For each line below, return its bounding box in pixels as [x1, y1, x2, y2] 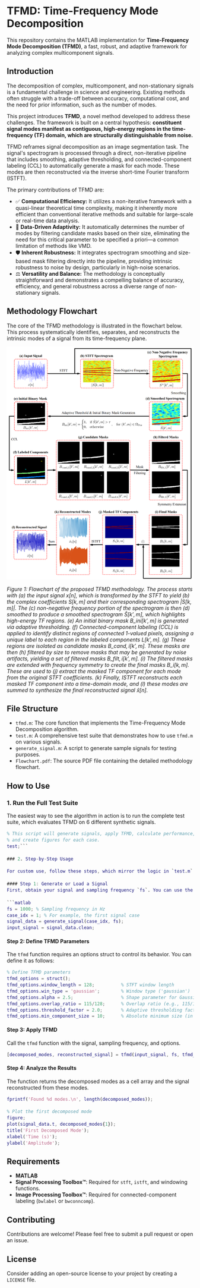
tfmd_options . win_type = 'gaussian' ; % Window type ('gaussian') [7, 988, 191, 994]
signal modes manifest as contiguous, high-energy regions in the [7, 125, 172, 132]
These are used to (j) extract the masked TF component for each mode [7, 667, 182, 675]
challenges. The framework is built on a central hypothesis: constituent [7, 119, 182, 126]
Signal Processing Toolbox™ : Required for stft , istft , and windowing [15, 1179, 188, 1186]
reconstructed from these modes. [7, 1084, 89, 1091]
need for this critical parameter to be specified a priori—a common [15, 236, 179, 243]
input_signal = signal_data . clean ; [7, 925, 95, 931]
